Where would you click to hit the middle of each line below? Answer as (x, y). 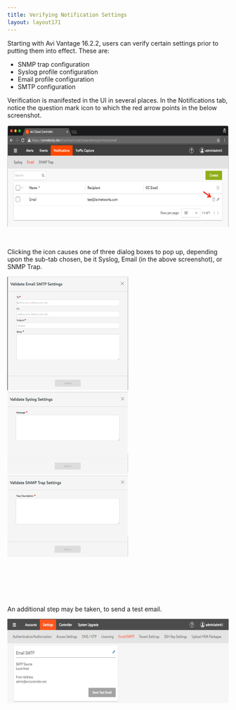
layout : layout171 (34, 22)
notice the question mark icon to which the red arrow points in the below (112, 107)
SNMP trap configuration (53, 64)
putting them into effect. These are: (59, 51)
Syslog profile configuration (58, 72)
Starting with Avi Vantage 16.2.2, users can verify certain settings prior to (113, 43)
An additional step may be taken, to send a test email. (85, 609)
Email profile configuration (55, 79)
